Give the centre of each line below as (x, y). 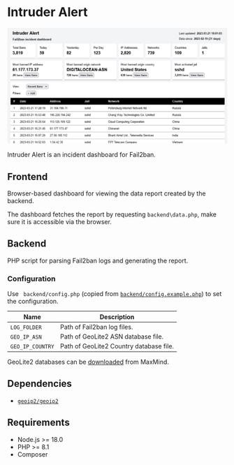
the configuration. (33, 302)
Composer (32, 454)
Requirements (38, 423)
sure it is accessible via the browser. (59, 222)
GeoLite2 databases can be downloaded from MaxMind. (88, 362)
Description (117, 317)
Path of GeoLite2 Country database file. (117, 346)
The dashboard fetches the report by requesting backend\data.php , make (112, 214)
